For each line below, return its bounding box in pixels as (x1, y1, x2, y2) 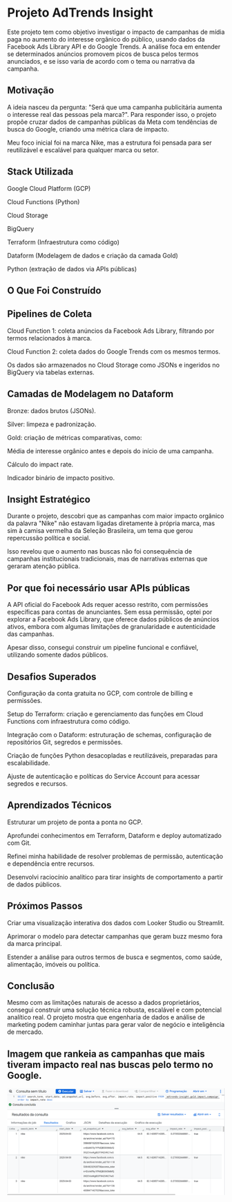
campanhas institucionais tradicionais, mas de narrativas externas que (7, 555, 208, 563)
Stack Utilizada (7, 166, 74, 178)
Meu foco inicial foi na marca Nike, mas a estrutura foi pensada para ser (7, 138, 212, 147)
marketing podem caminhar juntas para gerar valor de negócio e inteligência (7, 1021, 225, 1029)
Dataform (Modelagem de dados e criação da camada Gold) (7, 251, 178, 259)
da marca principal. (7, 939, 62, 947)
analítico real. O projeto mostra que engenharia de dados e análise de (7, 1013, 205, 1021)
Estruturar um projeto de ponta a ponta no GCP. (7, 818, 143, 826)
